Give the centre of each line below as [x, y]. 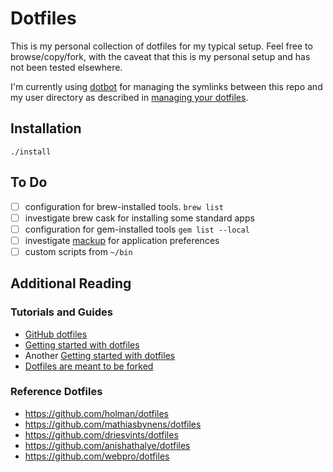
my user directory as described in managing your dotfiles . [129, 97]
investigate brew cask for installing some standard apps [139, 218]
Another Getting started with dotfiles [100, 355]
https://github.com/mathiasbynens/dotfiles [113, 424]
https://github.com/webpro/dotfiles [97, 456]
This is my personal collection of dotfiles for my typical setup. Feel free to [161, 46]
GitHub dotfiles [56, 334]
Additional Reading [71, 283]
